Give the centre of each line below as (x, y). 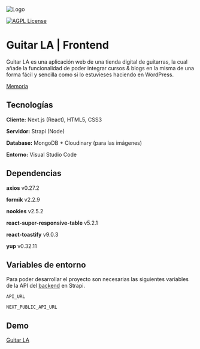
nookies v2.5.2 (25, 211)
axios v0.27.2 (23, 188)
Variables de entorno (46, 265)
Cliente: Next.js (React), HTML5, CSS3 (54, 120)
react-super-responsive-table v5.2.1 (52, 223)
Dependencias (34, 173)
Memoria (17, 86)
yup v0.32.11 (22, 246)
